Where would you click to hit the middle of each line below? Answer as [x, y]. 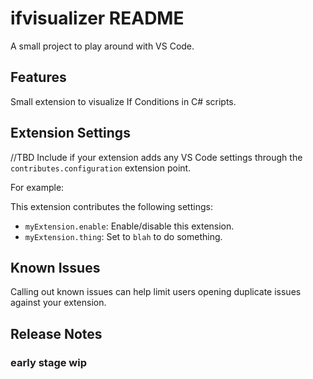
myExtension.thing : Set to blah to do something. [123, 236]
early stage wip [48, 362]
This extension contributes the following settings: [111, 206]
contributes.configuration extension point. [101, 168]
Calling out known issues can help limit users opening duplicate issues [156, 292]
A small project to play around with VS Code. [102, 46]
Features [38, 77]
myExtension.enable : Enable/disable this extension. [129, 226]
